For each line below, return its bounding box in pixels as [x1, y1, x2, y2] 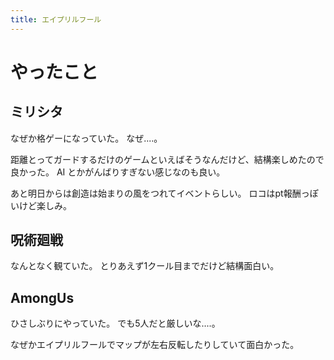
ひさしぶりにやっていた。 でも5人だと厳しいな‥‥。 [10, 317, 221, 330]
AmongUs [10, 289, 75, 306]
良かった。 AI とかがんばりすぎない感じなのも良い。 [10, 166, 226, 178]
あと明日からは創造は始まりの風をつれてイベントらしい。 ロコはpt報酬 [10, 187, 302, 199]
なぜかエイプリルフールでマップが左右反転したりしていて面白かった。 [10, 339, 300, 351]
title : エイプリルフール [10, 14, 102, 25]
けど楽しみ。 [18, 199, 72, 211]
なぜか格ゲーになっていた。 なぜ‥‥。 [10, 132, 163, 144]
